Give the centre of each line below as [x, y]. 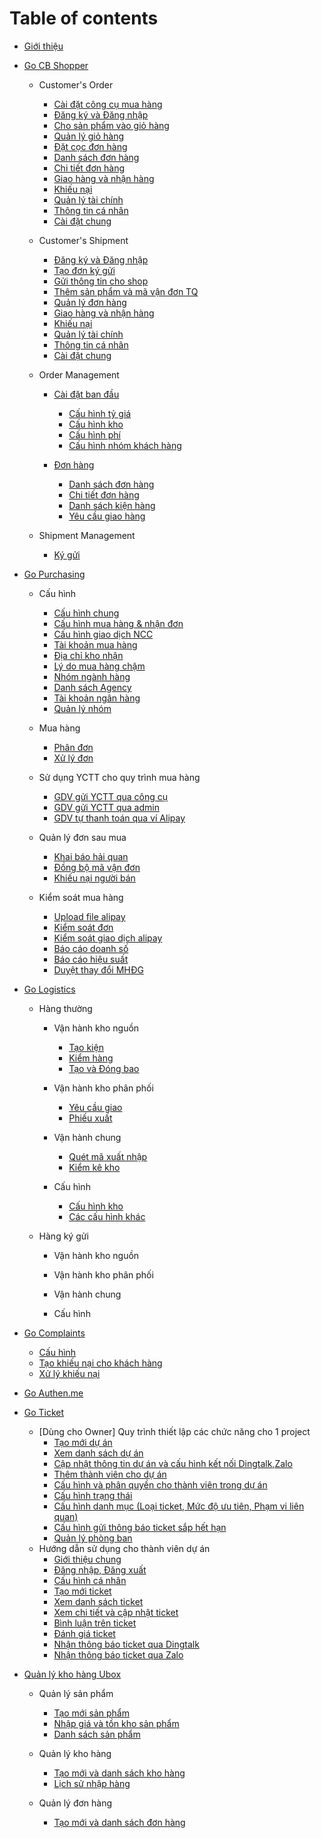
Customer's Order [76, 84]
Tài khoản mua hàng [95, 644]
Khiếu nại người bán [94, 878]
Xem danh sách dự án [98, 1453]
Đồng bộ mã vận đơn [97, 867]
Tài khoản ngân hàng [97, 698]
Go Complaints [54, 1333]
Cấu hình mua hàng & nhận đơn [118, 623]
